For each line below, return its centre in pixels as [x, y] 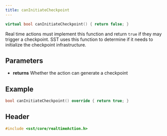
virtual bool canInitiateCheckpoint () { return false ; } [67, 24]
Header [17, 117]
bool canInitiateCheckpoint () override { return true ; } [67, 101]
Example [19, 89]
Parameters [24, 61]
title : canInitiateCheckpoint [38, 10]
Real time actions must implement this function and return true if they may [83, 34]
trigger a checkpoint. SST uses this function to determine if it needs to [79, 39]
